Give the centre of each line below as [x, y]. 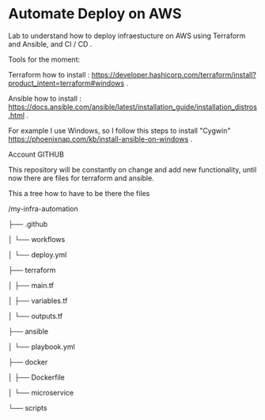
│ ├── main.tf [31, 285]
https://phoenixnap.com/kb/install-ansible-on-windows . [100, 138]
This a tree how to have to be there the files [79, 193]
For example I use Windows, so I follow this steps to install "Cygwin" [119, 131]
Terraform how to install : [49, 74]
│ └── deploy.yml [38, 255]
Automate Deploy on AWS [95, 14]
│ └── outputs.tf [36, 316]
